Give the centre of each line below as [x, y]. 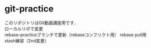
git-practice [29, 9]
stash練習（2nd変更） [27, 41]
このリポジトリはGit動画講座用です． [41, 23]
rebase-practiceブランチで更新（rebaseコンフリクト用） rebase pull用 [75, 35]
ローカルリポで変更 [24, 29]
